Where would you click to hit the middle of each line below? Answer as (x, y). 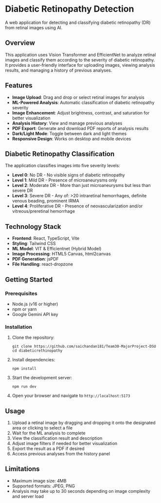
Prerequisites (21, 293)
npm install (24, 369)
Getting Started (29, 279)
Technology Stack (33, 227)
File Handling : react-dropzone (43, 264)
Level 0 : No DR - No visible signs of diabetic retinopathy (68, 175)
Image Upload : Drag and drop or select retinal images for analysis (78, 97)
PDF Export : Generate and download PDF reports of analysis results (80, 128)
